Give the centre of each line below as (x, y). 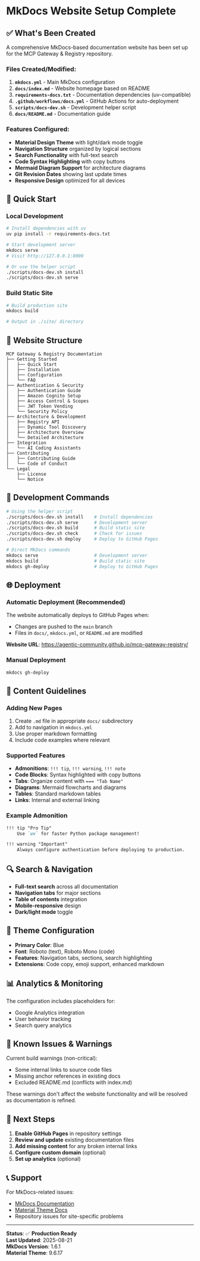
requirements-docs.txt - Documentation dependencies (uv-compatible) (103, 95)
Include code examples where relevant (62, 740)
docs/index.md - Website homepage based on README (82, 88)
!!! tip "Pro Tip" (29, 828)
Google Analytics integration (50, 1012)
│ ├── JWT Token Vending (40, 406)
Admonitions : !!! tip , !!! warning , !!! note (70, 769)
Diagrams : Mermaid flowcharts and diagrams (71, 787)
